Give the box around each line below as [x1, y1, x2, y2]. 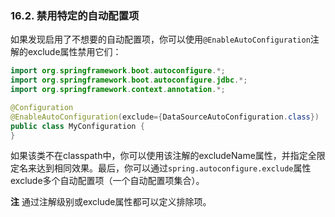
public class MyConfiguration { [10, 121, 145, 131]
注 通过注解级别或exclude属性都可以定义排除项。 [10, 196, 212, 208]
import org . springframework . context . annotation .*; [10, 85, 226, 95]
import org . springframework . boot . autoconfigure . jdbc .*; [10, 75, 248, 86]
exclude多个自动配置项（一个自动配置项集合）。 [10, 175, 205, 187]
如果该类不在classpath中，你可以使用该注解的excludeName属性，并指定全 [10, 150, 317, 162]
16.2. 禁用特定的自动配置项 [10, 8, 140, 22]
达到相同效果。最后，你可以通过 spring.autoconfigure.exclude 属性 [36, 162, 312, 174]
